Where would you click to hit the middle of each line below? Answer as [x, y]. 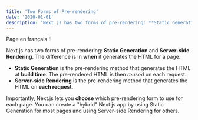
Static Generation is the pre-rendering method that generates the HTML [103, 68]
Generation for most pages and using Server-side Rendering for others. [93, 111]
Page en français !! [29, 39]
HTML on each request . [44, 87]
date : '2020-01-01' [30, 17]
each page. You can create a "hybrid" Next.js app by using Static [85, 105]
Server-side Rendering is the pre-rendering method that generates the [101, 81]
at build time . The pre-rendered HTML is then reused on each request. [100, 75]
